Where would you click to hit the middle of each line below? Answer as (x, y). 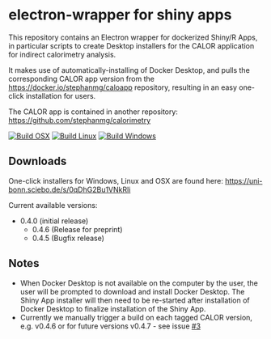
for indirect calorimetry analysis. (62, 54)
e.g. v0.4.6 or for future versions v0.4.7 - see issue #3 (110, 326)
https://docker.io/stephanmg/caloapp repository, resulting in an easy (123, 87)
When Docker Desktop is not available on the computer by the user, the (139, 283)
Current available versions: (53, 205)
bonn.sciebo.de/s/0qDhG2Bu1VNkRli (70, 189)
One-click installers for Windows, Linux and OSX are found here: (116, 180)
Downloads (38, 161)
